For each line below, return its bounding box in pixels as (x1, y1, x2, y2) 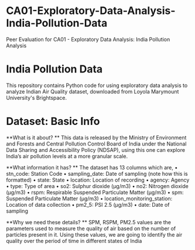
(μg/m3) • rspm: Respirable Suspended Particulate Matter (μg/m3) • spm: (6, 189, 184, 196)
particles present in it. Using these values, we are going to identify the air (6, 231, 183, 238)
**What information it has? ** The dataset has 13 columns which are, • (6, 164, 178, 171)
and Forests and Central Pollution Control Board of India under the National (6, 140, 187, 147)
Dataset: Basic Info (6, 115, 100, 128)
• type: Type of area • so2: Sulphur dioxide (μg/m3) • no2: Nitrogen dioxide (6, 182, 189, 189)
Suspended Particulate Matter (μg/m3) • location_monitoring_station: (6, 195, 173, 202)
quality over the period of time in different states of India (6, 237, 142, 244)
